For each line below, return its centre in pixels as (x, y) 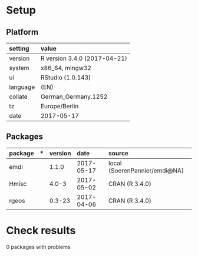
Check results (41, 231)
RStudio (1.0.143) (66, 77)
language (22, 87)
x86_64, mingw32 (66, 68)
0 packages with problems (38, 247)
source (118, 153)
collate (18, 97)
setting (19, 49)
